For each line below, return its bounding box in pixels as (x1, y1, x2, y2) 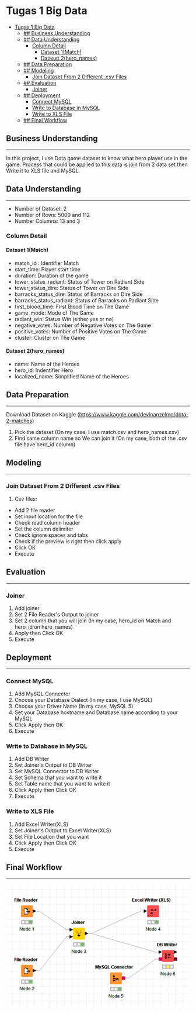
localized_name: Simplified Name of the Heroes (14, 373, 129, 380)
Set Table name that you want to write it (14, 780, 110, 787)
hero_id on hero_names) (14, 623, 73, 630)
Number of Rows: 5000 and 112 (14, 211, 90, 218)
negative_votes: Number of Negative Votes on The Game (14, 322, 152, 329)
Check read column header (14, 519, 80, 526)
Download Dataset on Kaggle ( (6, 411, 80, 418)
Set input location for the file (14, 513, 83, 520)
